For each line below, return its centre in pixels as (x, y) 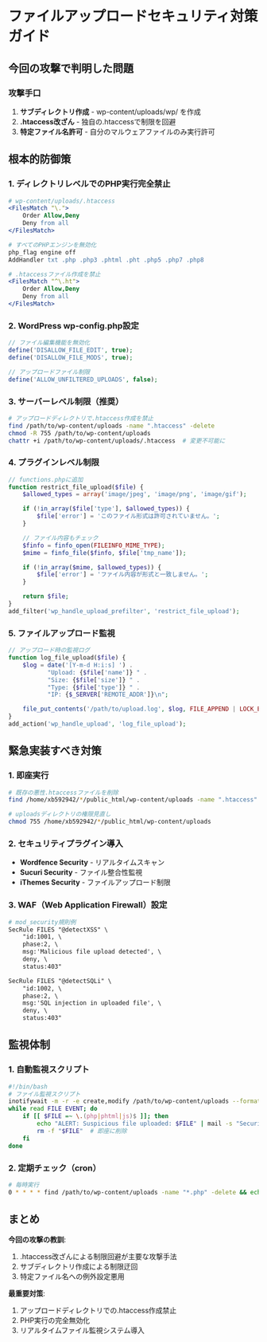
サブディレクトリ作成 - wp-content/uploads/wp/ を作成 (110, 112)
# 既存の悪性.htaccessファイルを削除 (64, 793)
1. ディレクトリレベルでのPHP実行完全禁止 (89, 184)
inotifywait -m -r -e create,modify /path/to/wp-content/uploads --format (135, 1101)
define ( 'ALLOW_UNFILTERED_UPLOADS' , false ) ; (83, 380)
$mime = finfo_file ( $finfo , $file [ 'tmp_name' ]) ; (104, 553)
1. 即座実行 (29, 776)
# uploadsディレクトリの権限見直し (60, 814)
